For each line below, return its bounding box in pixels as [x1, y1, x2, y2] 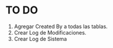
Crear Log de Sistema [14, 35, 67, 42]
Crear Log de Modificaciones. [14, 29, 87, 36]
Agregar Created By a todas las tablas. [14, 23, 108, 30]
